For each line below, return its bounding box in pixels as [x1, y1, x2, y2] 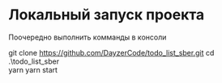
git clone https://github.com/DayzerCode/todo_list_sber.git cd [8, 48, 215, 57]
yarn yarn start [8, 64, 58, 74]
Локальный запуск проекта [8, 6, 205, 24]
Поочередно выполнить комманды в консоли [8, 32, 167, 42]
